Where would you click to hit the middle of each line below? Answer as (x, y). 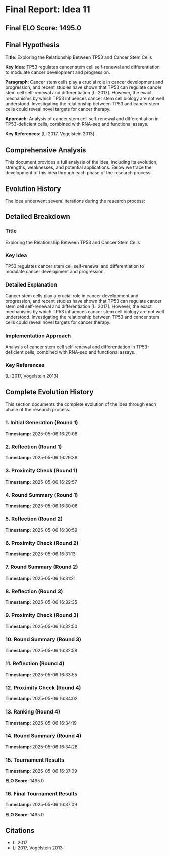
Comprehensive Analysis (46, 150)
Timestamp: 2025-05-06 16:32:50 (41, 626)
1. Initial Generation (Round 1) (42, 422)
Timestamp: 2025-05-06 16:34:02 (41, 699)
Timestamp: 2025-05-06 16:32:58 (41, 650)
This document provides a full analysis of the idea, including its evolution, (81, 162)
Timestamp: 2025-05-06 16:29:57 (41, 482)
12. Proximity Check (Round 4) (43, 687)
